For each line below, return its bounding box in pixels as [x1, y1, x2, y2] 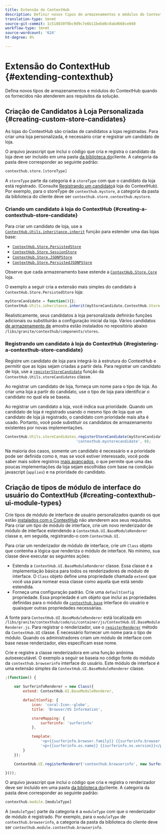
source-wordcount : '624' [5, 30, 56, 35]
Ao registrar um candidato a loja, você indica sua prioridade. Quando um [5, 403, 153, 410]
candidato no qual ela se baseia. [5, 394, 71, 400]
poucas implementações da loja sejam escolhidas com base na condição [5, 464, 154, 470]
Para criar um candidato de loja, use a [5, 223, 83, 229]
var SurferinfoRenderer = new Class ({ [14, 684, 94, 689]
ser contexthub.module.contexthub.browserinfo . [5, 825, 103, 831]
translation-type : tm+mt [5, 16, 56, 21]
